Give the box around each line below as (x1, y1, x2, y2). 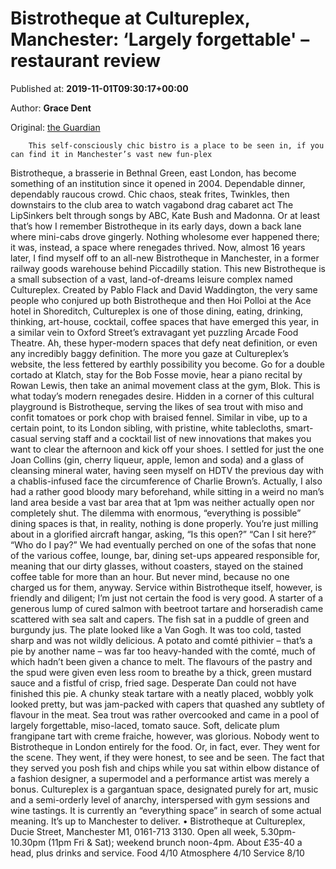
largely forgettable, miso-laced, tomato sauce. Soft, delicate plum (10, 719, 280, 731)
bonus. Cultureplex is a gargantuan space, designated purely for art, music (10, 783, 319, 795)
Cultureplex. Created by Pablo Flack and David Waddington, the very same (10, 283, 318, 296)
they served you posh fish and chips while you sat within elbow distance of (10, 762, 320, 774)
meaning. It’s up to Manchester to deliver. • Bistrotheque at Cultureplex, (10, 815, 306, 827)
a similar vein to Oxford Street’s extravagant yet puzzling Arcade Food (10, 326, 299, 338)
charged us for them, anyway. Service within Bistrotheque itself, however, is (10, 581, 323, 593)
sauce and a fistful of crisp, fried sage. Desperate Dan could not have (10, 677, 297, 689)
